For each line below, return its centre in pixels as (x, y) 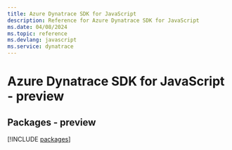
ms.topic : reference (38, 33)
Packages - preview (52, 122)
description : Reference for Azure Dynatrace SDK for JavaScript (103, 20)
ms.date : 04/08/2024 (38, 27)
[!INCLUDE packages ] (39, 139)
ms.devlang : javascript (42, 40)
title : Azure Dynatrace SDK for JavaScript (72, 14)
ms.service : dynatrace (40, 46)
